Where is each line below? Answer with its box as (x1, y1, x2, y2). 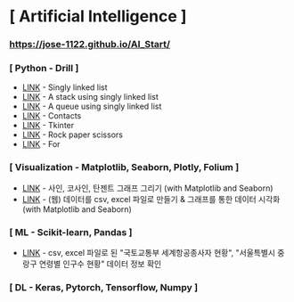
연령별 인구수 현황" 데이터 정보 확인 (38, 258, 162, 269)
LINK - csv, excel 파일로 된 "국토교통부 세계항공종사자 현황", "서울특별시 (21, 248, 276, 257)
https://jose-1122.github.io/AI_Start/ (9, 38, 171, 51)
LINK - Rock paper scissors (21, 129, 123, 140)
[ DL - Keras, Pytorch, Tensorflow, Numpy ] (9, 281, 199, 293)
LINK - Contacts (21, 110, 82, 121)
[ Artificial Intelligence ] (9, 6, 187, 27)
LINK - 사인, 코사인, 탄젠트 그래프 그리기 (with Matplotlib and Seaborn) (21, 183, 274, 193)
